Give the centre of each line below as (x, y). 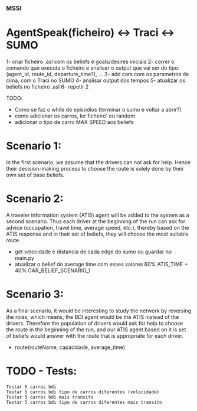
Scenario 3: (35, 294)
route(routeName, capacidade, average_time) (70, 347)
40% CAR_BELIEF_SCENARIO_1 (52, 270)
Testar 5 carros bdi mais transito (50, 397)
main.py (24, 257)
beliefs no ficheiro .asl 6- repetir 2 (47, 86)
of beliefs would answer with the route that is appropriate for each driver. (95, 335)
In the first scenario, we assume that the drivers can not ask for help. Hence (98, 162)
